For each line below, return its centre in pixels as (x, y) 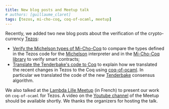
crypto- (156, 34)
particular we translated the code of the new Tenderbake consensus (83, 75)
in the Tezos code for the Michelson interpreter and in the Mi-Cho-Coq (86, 54)
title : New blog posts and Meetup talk (47, 10)
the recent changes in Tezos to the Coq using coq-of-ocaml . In (78, 70)
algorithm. (23, 80)
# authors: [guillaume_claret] (38, 15)
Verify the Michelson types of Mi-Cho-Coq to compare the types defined (88, 49)
